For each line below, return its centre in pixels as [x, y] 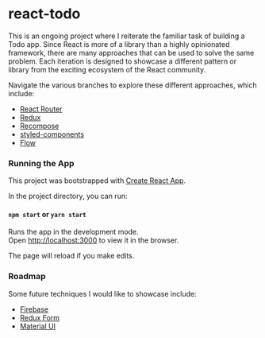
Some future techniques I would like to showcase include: [102, 293]
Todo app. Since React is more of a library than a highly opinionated [119, 44]
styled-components [52, 134]
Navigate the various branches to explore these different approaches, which [133, 85]
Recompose [39, 126]
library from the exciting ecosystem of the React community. [107, 69]
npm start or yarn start [47, 214]
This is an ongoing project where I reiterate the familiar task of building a [127, 36]
